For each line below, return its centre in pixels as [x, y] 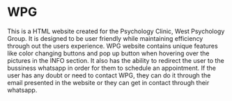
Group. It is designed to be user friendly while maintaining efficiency [105, 38]
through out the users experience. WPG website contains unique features [113, 46]
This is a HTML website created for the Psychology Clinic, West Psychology [116, 31]
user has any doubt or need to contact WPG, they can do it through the [109, 75]
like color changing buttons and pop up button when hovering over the [109, 53]
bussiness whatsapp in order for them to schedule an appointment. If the [111, 68]
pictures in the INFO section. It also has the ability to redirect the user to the [116, 60]
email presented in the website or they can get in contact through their [108, 82]
